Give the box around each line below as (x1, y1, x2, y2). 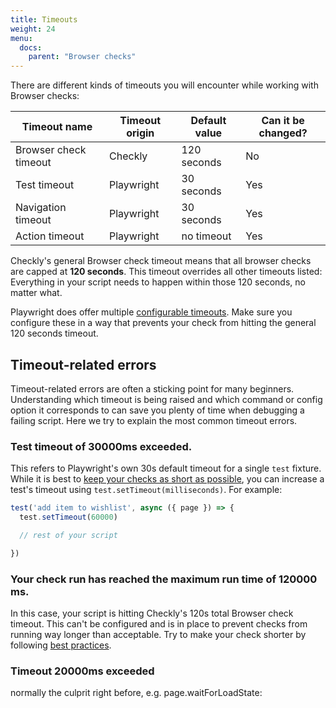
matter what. (10, 287, 63, 299)
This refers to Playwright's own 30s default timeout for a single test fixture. (10, 462, 322, 475)
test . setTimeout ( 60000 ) (19, 512, 118, 523)
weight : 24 (10, 24, 56, 34)
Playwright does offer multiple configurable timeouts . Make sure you (10, 306, 293, 318)
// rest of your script (19, 530, 118, 540)
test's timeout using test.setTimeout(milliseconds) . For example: (10, 484, 283, 496)
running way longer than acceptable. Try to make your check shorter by (10, 629, 307, 641)
